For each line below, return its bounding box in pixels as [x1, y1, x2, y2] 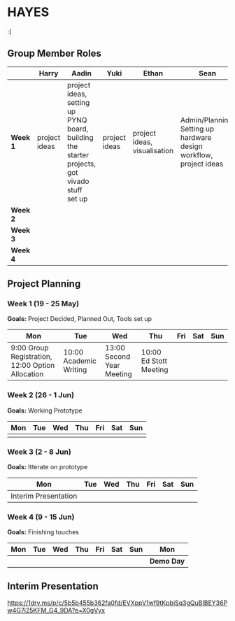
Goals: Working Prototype [7, 406, 83, 415]
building [66, 132, 94, 142]
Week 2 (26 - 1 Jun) [7, 390, 75, 400]
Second [104, 352, 131, 362]
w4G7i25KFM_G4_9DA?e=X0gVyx [7, 606, 106, 615]
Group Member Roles [7, 48, 101, 59]
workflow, [180, 150, 213, 159]
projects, [66, 159, 97, 169]
